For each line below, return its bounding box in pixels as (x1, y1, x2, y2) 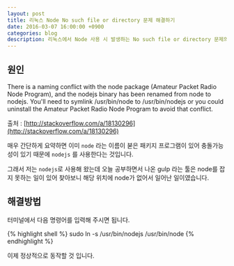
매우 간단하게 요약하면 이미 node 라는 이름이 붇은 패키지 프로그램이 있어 (7, 141, 200, 150)
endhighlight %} (7, 237, 54, 245)
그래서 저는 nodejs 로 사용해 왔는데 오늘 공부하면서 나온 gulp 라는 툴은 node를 (7, 164, 218, 173)
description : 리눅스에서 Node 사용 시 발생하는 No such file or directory (7, 36, 211, 43)
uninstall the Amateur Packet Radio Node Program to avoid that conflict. (7, 104, 214, 113)
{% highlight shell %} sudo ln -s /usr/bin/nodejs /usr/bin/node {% (7, 229, 195, 237)
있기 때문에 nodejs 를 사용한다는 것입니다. (19, 150, 134, 158)
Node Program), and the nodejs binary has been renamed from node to (7, 90, 211, 98)
